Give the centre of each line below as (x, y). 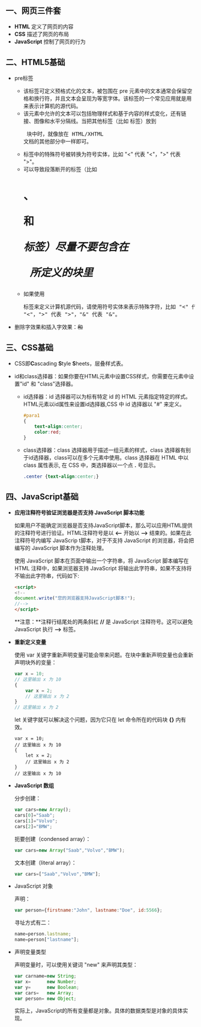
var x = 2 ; (39, 691)
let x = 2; (39, 756)
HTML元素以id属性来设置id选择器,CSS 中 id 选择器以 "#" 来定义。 (104, 404)
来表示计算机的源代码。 (52, 106)
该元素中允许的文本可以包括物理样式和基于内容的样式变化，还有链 (105, 113)
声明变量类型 (30, 952)
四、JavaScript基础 (42, 497)
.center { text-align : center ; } (61, 476)
